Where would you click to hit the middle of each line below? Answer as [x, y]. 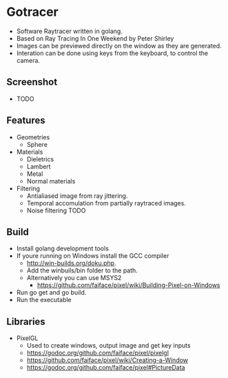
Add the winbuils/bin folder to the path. [82, 270]
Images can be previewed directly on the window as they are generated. [119, 46]
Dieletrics [40, 159]
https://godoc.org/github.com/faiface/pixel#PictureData [106, 368]
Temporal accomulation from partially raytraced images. [106, 203]
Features [26, 120]
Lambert [39, 166]
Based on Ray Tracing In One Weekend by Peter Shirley [95, 38]
